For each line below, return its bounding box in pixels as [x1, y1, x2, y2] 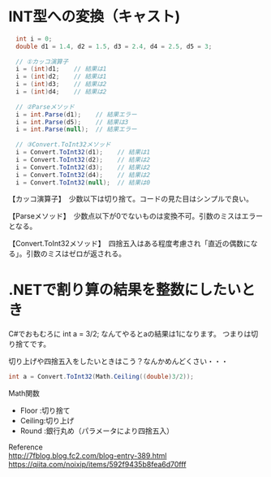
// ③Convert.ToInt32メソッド [15, 141, 111, 149]
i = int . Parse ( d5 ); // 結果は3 [15, 118, 129, 126]
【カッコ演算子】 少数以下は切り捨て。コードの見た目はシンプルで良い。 [8, 194, 254, 204]
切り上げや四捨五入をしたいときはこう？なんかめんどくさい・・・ [8, 357, 229, 366]
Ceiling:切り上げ [19, 416, 75, 426]
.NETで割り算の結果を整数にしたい [8, 280, 242, 299]
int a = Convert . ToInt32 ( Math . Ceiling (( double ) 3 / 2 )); [8, 373, 195, 381]
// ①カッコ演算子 [15, 58, 69, 66]
